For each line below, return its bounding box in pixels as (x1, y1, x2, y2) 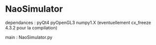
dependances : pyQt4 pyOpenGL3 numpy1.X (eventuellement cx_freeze (5, 20, 151, 25)
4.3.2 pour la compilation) (5, 24, 58, 30)
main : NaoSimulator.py (5, 34, 53, 40)
